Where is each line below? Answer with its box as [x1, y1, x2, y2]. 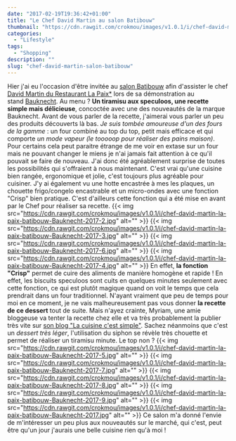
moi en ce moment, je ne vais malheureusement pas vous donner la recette [7, 298, 226, 307]
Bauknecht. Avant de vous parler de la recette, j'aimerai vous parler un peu [7, 112, 224, 120]
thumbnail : [7, 23, 39, 30]
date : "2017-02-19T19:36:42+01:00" [7, 10, 112, 18]
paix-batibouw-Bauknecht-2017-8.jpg [7, 381, 117, 389]
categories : [7, 30, 42, 37]
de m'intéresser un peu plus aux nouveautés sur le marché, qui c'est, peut [7, 418, 222, 426]
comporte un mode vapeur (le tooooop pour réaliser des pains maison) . [7, 134, 216, 143]
